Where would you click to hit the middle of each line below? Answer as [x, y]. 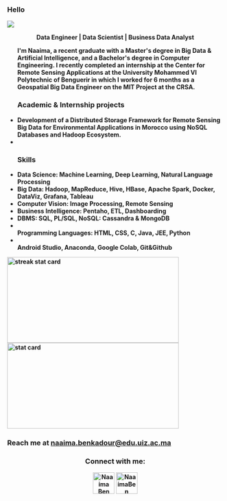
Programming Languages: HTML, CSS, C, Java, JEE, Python [104, 233]
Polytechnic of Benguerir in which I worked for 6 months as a [106, 80]
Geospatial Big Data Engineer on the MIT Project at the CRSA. [106, 87]
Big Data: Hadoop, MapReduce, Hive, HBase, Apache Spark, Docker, [116, 189]
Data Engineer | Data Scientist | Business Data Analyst [115, 37]
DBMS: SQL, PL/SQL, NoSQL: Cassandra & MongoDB [93, 218]
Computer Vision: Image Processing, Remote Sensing [95, 203]
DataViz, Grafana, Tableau [55, 196]
